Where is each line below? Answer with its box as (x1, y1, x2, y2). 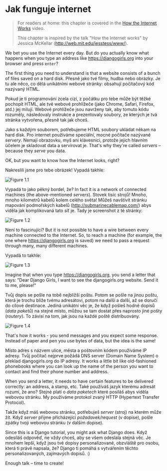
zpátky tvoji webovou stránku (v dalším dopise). (5, 420, 104, 426)
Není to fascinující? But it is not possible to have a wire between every (5, 227, 149, 233)
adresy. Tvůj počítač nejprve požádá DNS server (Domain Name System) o (5, 352, 159, 358)
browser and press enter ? (5, 60, 59, 66)
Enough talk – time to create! (5, 460, 64, 466)
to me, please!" (5, 282, 36, 288)
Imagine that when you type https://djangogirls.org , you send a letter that (5, 272, 156, 278)
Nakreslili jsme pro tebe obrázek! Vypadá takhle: (5, 167, 105, 173)
